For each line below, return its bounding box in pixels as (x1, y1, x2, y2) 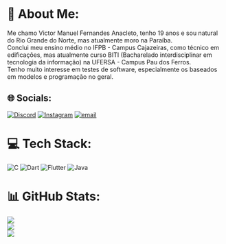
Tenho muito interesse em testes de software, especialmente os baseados (7, 65, 218, 73)
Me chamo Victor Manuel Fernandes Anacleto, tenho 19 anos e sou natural (7, 29, 218, 37)
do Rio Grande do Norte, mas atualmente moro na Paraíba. (7, 36, 173, 44)
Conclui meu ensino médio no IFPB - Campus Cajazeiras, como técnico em (7, 43, 220, 51)
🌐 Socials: (7, 93, 52, 104)
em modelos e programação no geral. (7, 72, 114, 81)
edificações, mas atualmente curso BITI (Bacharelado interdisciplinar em (7, 51, 212, 59)
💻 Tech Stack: (7, 136, 92, 151)
